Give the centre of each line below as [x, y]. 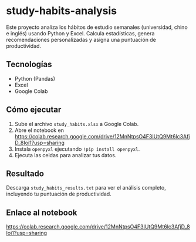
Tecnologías [29, 64]
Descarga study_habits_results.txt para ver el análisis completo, [86, 188]
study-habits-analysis [62, 11]
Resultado [25, 173]
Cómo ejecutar [34, 110]
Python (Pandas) [35, 78]
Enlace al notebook [42, 212]
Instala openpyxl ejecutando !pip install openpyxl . [77, 149]
